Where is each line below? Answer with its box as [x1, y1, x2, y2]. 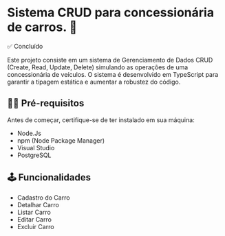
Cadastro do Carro [17, 193, 70, 202]
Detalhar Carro [17, 200, 60, 209]
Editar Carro [17, 215, 52, 224]
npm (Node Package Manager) [17, 136, 105, 145]
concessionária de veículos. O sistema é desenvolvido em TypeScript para [7, 70, 219, 78]
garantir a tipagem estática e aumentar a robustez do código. [7, 78, 181, 86]
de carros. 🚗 [7, 19, 78, 35]
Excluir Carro [17, 222, 54, 231]
